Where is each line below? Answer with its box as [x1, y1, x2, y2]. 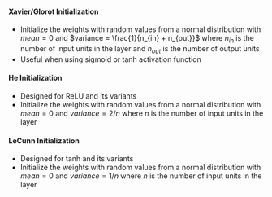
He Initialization [8, 73, 63, 83]
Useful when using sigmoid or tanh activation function [19, 54, 201, 64]
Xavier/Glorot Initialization [8, 7, 99, 16]
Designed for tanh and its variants [19, 154, 134, 164]
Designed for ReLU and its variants [19, 91, 137, 101]
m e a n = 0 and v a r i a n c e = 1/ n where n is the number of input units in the [19, 171, 262, 181]
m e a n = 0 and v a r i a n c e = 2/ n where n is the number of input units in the [19, 108, 264, 118]
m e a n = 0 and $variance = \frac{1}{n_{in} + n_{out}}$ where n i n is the [19, 33, 254, 45]
